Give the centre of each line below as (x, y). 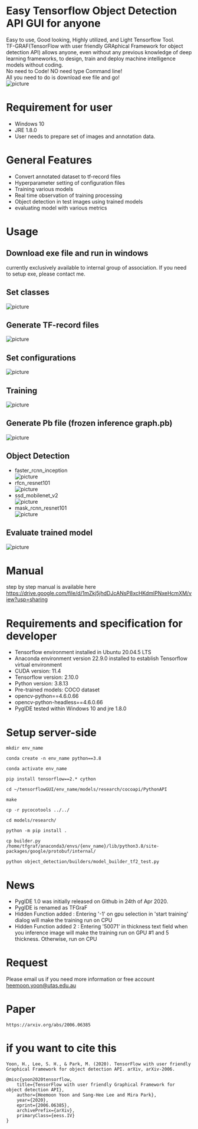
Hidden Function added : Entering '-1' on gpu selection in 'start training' (101, 914)
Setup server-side (52, 732)
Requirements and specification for (95, 623)
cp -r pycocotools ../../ (38, 810)
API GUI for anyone (54, 23)
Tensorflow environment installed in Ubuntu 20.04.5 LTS (83, 652)
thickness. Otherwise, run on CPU (56, 939)
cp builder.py (24, 841)
